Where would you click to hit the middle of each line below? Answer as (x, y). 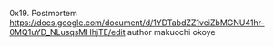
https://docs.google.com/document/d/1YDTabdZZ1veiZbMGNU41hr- (137, 23)
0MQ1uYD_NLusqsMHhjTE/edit (67, 32)
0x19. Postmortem (43, 13)
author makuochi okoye (171, 32)
